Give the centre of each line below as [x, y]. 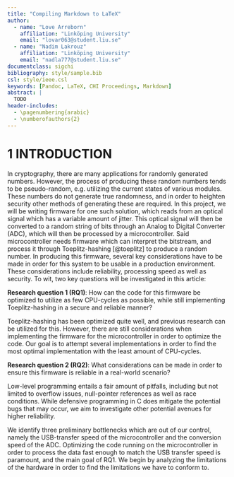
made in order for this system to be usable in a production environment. [111, 264]
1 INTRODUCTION [60, 154]
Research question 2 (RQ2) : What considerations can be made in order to [115, 365]
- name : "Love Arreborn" [50, 27]
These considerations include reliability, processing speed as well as [107, 271]
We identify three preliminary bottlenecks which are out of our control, [109, 430]
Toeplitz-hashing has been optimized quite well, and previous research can [116, 321]
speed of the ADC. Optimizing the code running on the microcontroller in [113, 444]
